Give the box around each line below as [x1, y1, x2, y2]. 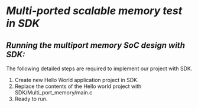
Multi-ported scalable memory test [6, 4, 183, 18]
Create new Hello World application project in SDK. [14, 77, 139, 83]
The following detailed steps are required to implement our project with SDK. [6, 65, 193, 72]
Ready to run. [14, 96, 48, 102]
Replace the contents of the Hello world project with [14, 83, 142, 90]
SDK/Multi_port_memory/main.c [14, 89, 93, 96]
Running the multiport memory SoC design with [6, 40, 185, 50]
